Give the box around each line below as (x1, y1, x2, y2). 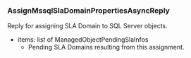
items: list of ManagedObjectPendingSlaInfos (17, 35, 149, 44)
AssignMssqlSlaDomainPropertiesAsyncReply (7, 6, 171, 16)
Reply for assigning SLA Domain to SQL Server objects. (7, 22, 168, 30)
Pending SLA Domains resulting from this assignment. (27, 43, 185, 52)
